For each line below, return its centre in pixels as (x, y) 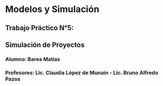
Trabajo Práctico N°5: (40, 28)
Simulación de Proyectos (45, 45)
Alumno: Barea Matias (33, 59)
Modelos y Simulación (52, 9)
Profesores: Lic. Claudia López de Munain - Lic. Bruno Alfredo (82, 72)
